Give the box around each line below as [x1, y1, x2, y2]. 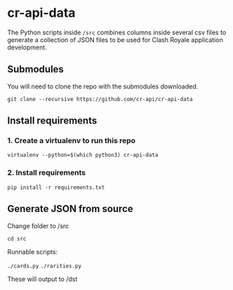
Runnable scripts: [7, 247, 58, 256]
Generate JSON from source [7, 203, 133, 215]
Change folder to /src [7, 221, 69, 230]
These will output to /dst [7, 275, 78, 283]
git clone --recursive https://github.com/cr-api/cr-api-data [7, 95, 193, 103]
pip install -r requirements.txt [7, 184, 105, 191]
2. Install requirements [7, 168, 86, 178]
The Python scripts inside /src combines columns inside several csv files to [7, 28, 227, 37]
